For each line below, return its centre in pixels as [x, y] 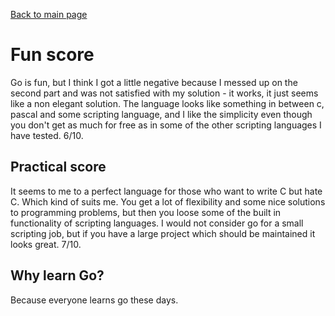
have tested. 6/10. [47, 135]
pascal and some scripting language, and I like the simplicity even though [161, 114]
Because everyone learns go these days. [94, 300]
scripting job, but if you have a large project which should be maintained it [163, 233]
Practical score [58, 167]
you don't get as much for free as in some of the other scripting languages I [166, 125]
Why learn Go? [57, 275]
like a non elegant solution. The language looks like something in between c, [167, 103]
